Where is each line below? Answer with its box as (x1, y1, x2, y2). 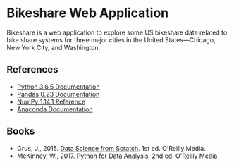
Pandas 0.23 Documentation (16, 89, 100, 98)
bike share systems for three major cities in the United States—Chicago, (6, 35, 216, 44)
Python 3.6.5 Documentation (16, 82, 100, 91)
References (6, 63, 58, 75)
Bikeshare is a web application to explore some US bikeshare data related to (6, 28, 228, 37)
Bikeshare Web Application (6, 5, 169, 21)
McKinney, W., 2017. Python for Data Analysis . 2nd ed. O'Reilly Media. (16, 151, 219, 160)
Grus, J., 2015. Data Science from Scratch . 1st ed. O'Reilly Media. (16, 144, 206, 152)
